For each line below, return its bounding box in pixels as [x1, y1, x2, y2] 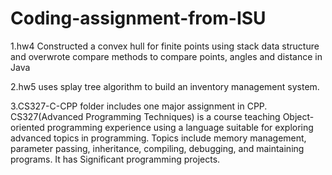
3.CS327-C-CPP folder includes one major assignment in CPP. [10, 100, 268, 112]
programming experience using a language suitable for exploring [46, 121, 314, 133]
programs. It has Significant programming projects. [10, 153, 221, 165]
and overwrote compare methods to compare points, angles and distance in [10, 50, 323, 62]
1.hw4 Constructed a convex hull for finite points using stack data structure [10, 40, 320, 52]
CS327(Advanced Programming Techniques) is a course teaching [10, 110, 281, 122]
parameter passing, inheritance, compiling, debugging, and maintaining [10, 142, 305, 154]
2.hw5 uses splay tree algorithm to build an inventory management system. [10, 80, 320, 92]
